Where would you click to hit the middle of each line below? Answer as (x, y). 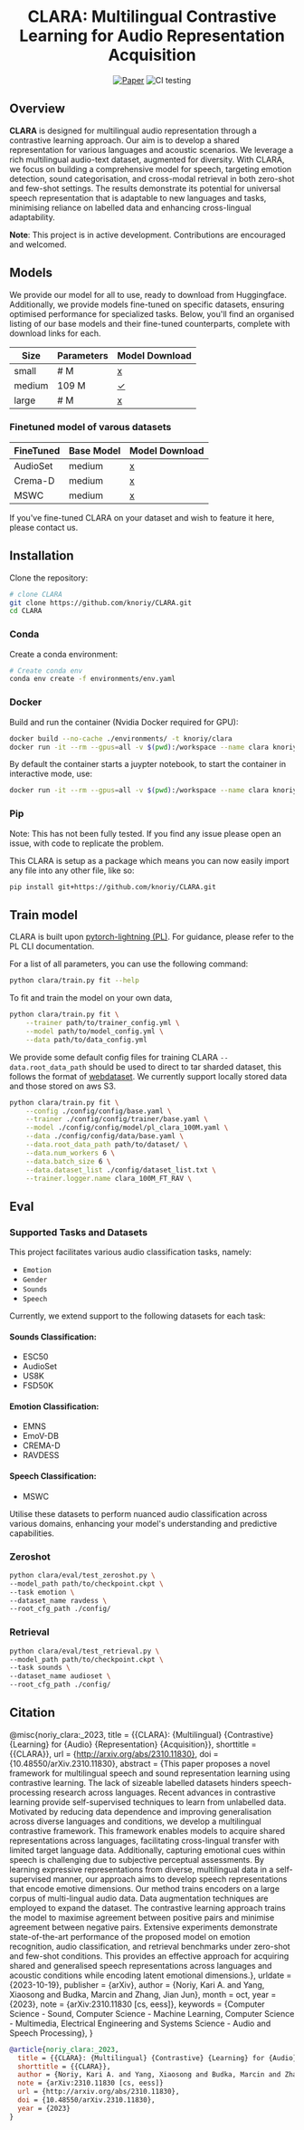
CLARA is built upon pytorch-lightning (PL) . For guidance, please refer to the (152, 937)
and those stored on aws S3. (62, 1086)
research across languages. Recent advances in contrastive (164, 1792)
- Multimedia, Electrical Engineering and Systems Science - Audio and (140, 2023)
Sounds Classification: (53, 1337)
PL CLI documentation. (52, 946)
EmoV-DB (40, 1436)
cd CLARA (26, 611)
